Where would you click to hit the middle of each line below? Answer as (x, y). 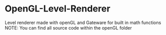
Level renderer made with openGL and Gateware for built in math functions (83, 22)
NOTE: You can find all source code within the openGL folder (69, 27)
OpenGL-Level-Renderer (58, 9)
